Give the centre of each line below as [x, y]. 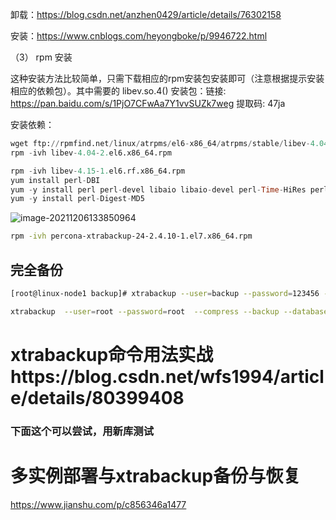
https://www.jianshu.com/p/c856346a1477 [98, 504]
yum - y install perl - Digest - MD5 [77, 199]
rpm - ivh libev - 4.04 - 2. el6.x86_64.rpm [91, 153]
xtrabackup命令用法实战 [112, 354]
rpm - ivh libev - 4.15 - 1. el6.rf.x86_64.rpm [98, 171]
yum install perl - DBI [55, 180]
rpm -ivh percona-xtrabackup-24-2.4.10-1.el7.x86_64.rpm [131, 236]
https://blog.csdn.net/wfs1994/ [145, 376]
